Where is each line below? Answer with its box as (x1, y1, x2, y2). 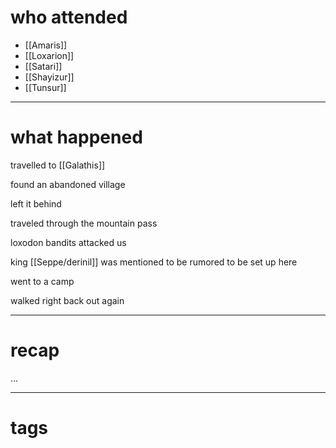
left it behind (10, 197, 62, 210)
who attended (10, 6, 128, 29)
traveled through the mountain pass (10, 217, 158, 229)
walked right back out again (10, 294, 125, 306)
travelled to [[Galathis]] (10, 159, 106, 171)
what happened (10, 126, 143, 149)
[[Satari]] (24, 60, 63, 72)
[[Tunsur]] (24, 81, 67, 93)
